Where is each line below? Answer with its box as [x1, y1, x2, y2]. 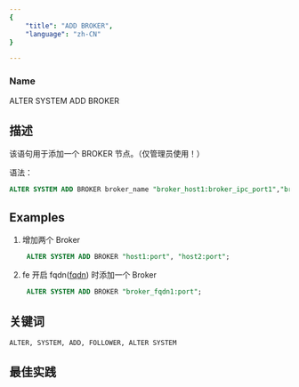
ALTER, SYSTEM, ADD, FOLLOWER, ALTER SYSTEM [9, 338, 177, 347]
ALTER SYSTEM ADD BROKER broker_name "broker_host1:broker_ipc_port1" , [9, 185, 280, 194]
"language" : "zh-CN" [25, 29, 101, 38]
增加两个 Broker [21, 235, 81, 246]
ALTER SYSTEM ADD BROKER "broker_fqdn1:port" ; [26, 286, 203, 296]
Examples [9, 210, 65, 225]
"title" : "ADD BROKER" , [25, 21, 114, 30]
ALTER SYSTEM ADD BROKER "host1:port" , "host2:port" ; [26, 253, 230, 262]
